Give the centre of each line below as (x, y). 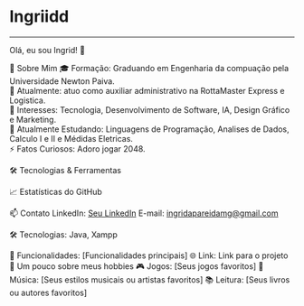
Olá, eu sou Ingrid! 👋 (47, 50)
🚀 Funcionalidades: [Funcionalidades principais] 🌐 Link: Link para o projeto (149, 255)
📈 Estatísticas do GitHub (56, 191)
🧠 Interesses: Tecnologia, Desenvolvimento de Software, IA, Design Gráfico (150, 109)
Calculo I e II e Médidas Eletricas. (71, 138)
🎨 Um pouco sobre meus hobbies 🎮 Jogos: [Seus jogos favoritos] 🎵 (137, 266)
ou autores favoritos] (48, 292)
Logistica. (28, 100)
